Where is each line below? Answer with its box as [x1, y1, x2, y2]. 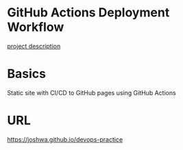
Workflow [7, 19, 64, 35]
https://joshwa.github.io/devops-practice [7, 135, 123, 143]
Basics [7, 66, 47, 82]
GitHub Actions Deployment [7, 5, 170, 21]
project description [7, 42, 61, 50]
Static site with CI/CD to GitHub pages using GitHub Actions [7, 88, 176, 97]
